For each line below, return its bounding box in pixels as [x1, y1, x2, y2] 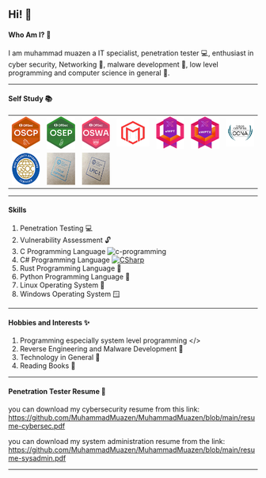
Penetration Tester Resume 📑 [8, 386, 106, 396]
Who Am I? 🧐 [8, 29, 51, 40]
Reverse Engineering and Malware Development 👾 [19, 344, 184, 354]
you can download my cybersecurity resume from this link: [8, 404, 200, 414]
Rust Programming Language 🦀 [19, 264, 122, 273]
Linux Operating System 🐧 [19, 280, 105, 290]
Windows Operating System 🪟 [19, 290, 120, 299]
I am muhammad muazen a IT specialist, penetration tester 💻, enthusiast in [8, 48, 254, 58]
